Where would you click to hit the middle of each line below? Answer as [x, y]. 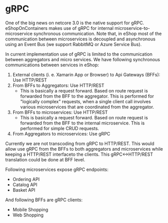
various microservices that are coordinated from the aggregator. [87, 107]
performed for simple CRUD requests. [60, 128]
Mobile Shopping [30, 209]
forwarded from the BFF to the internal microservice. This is [82, 123]
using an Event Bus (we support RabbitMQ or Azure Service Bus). [73, 44]
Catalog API [25, 185]
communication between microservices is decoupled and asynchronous [80, 39]
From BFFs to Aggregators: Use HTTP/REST [58, 85]
